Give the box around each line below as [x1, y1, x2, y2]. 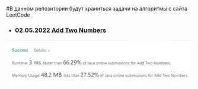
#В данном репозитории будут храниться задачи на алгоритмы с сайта [6, 5, 188, 12]
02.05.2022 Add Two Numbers [14, 26, 107, 34]
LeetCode [6, 11, 31, 18]
